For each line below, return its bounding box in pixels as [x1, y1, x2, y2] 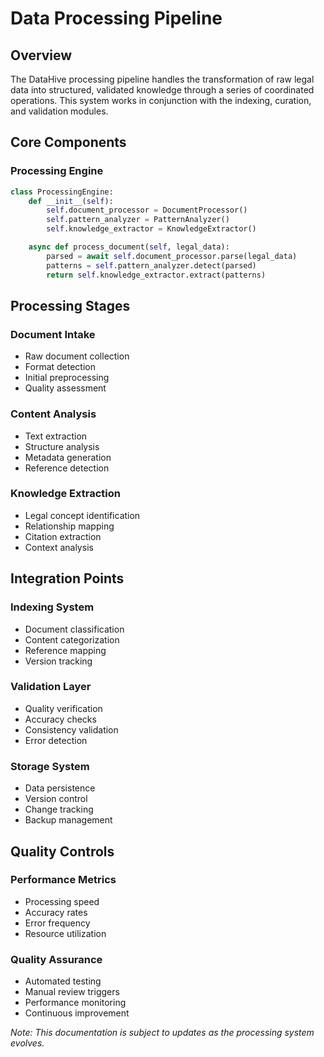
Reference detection [24, 462, 110, 474]
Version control [24, 793, 88, 805]
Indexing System [10, 600, 95, 614]
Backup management [24, 814, 113, 826]
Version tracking [24, 655, 93, 667]
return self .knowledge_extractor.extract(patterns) [46, 270, 267, 280]
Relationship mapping [24, 520, 115, 532]
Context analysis [24, 541, 94, 553]
